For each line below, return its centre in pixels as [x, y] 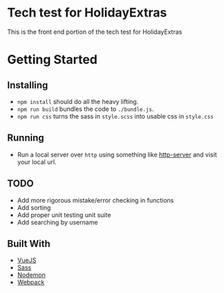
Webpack [31, 282]
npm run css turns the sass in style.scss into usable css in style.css [115, 116]
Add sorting [34, 208]
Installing [28, 85]
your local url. [37, 162]
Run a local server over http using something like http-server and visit [117, 154]
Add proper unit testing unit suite [64, 214]
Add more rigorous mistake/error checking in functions [95, 200]
